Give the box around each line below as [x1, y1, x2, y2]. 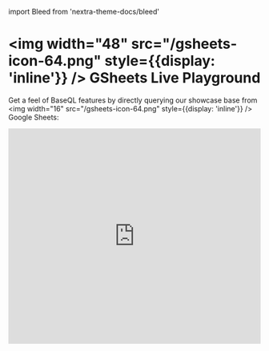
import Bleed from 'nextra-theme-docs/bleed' [8, 7, 160, 16]
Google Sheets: [8, 112, 59, 122]
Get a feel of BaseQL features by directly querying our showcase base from [8, 95, 258, 105]
